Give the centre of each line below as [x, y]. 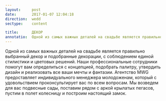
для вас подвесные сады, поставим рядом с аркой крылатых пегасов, [80, 88]
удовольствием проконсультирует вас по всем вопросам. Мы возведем [82, 83]
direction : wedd [23, 19]
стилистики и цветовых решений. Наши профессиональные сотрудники [81, 62]
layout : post [23, 10]
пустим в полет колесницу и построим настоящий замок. [66, 93]
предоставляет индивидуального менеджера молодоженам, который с [81, 77]
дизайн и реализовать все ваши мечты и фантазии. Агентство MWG [77, 72]
